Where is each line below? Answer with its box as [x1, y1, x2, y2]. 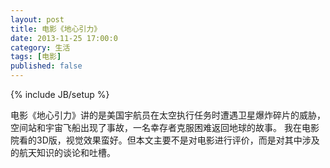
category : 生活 [10, 42, 71, 53]
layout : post [10, 14, 65, 25]
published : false [10, 61, 83, 71]
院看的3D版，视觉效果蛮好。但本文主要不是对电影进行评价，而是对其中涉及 [10, 134, 320, 146]
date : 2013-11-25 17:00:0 [10, 33, 118, 43]
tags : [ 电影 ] [10, 52, 62, 62]
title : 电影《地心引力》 [10, 24, 102, 34]
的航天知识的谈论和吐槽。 [10, 147, 116, 158]
